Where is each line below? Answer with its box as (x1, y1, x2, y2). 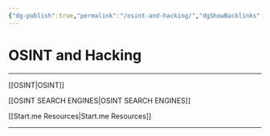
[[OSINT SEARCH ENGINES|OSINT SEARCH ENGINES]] (8, 95, 191, 105)
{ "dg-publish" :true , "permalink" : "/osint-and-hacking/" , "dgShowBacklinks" (8, 11, 261, 20)
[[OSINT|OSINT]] (8, 80, 65, 90)
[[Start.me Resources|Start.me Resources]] (8, 111, 152, 121)
